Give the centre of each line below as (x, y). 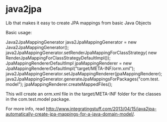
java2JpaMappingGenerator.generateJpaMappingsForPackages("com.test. (83, 79)
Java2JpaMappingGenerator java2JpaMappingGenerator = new (71, 42)
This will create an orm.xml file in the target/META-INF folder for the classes (83, 94)
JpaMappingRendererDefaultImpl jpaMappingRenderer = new (69, 63)
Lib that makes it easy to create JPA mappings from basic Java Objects (79, 23)
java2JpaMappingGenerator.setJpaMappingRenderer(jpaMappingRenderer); (84, 73)
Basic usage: (19, 32)
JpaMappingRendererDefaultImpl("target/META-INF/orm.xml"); (70, 68)
